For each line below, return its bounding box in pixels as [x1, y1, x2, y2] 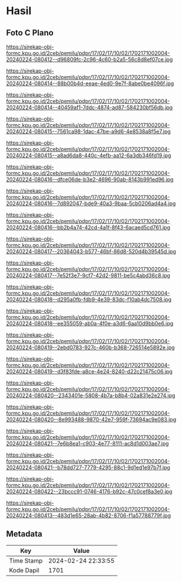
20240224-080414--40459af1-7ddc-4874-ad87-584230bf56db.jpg [6, 104, 173, 110]
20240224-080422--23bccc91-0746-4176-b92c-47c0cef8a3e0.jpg [6, 488, 173, 495]
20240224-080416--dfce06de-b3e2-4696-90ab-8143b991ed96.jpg [6, 176, 174, 183]
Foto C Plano [6, 28, 54, 38]
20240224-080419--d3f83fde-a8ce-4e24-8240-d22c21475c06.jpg [6, 368, 173, 375]
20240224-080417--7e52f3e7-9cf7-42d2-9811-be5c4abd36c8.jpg [6, 272, 170, 279]
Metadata [6, 529, 43, 539]
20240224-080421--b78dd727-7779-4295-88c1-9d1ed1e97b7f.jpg [6, 464, 170, 471]
